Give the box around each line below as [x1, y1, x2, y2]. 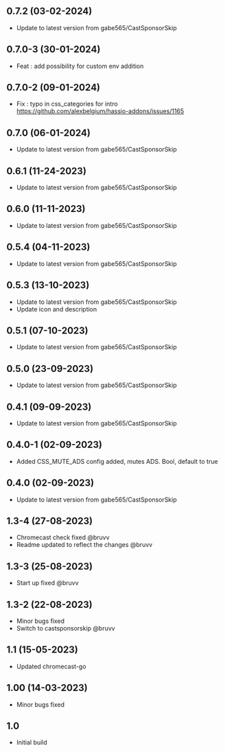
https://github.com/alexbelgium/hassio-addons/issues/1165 [16, 107, 185, 115]
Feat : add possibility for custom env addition [16, 62, 144, 70]
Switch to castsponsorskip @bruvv [16, 624, 115, 632]
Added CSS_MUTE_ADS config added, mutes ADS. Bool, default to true [16, 457, 218, 465]
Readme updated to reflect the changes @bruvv [16, 541, 153, 549]
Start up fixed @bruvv [16, 579, 80, 587]
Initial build [16, 738, 47, 747]
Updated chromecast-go [16, 662, 86, 670]
